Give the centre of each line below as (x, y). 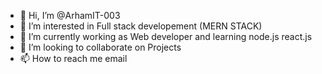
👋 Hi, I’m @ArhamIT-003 (70, 15)
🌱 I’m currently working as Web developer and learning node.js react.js (166, 36)
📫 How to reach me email (73, 58)
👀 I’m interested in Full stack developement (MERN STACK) (141, 26)
